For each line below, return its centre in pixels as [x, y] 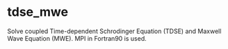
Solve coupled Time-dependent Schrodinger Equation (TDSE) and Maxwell [114, 31]
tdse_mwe [38, 12]
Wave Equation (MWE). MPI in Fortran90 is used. [77, 38]
